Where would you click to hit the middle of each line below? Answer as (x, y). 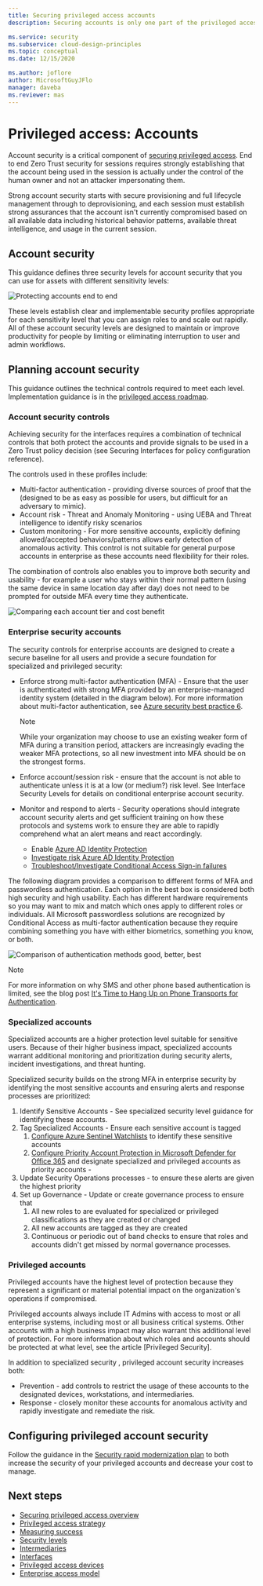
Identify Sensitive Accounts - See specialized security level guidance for (136, 1111)
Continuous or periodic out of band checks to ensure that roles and (140, 1236)
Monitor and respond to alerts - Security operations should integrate (130, 809)
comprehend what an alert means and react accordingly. (111, 834)
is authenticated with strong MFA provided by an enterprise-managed (131, 689)
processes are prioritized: (50, 1095)
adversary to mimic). (52, 506)
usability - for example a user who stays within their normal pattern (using (127, 580)
